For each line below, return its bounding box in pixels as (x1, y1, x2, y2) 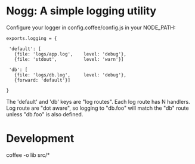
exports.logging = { (6, 35, 58, 41)
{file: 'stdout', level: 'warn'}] (14, 56, 124, 62)
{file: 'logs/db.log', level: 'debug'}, (14, 72, 127, 78)
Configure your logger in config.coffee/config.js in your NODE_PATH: (6, 24, 176, 31)
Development (6, 132, 75, 146)
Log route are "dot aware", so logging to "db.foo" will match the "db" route (6, 104, 189, 112)
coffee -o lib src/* (6, 151, 50, 159)
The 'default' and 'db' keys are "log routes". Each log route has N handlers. (6, 98, 190, 105)
